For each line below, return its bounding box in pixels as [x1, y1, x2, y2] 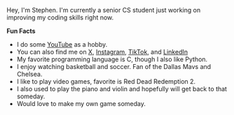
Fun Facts [6, 27, 36, 35]
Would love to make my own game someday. [16, 100, 146, 107]
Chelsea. [16, 70, 43, 78]
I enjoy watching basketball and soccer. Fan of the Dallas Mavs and [16, 63, 212, 70]
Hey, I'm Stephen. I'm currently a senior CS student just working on [6, 6, 201, 14]
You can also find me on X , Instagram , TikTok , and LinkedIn [16, 48, 188, 56]
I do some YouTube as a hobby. [16, 40, 108, 48]
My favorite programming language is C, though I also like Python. [16, 55, 208, 63]
